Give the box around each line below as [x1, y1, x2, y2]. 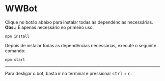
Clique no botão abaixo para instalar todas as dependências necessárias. [5, 19, 153, 25]
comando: [5, 48, 26, 54]
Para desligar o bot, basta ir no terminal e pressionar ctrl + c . [5, 70, 132, 76]
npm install [5, 34, 29, 39]
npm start [5, 57, 26, 62]
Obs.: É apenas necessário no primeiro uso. [5, 24, 94, 30]
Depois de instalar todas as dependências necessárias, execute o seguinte [5, 42, 157, 48]
